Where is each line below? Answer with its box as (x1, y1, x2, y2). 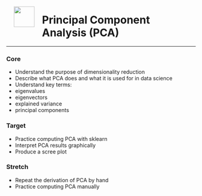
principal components (14, 107, 69, 114)
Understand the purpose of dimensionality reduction (14, 68, 145, 76)
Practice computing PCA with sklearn (14, 135, 108, 142)
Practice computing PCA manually (14, 183, 100, 190)
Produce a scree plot (14, 148, 67, 155)
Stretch (6, 163, 29, 171)
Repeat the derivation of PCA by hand (14, 176, 109, 183)
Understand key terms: (14, 81, 72, 88)
